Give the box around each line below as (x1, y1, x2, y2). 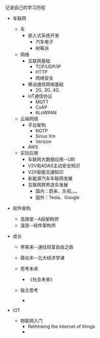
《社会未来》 (27, 276, 55, 282)
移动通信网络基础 (27, 81, 64, 87)
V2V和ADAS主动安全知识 (27, 163, 80, 169)
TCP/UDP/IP (35, 64, 61, 70)
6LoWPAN (35, 110, 57, 115)
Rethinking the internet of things (27, 323, 95, 329)
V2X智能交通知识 (27, 169, 64, 175)
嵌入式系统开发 (27, 33, 59, 38)
